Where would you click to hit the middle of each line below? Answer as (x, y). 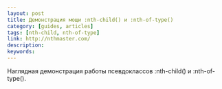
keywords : (21, 52)
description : (26, 45)
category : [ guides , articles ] (51, 26)
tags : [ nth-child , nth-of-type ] (53, 33)
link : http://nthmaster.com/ (49, 39)
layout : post (26, 13)
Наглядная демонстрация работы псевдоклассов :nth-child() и (99, 71)
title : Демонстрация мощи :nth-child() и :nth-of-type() (90, 20)
